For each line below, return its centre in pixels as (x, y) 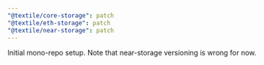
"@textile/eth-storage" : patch (59, 23)
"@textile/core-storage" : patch (61, 15)
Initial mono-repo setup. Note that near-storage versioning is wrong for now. (132, 53)
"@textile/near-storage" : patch (61, 30)
